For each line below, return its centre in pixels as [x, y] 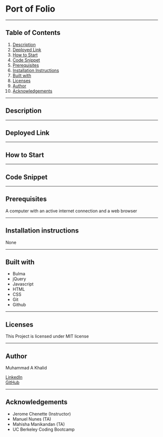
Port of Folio [30, 9]
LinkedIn [14, 377]
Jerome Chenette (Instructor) [42, 414]
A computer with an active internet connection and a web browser [71, 211]
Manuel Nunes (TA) [32, 419]
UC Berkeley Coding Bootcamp [44, 429]
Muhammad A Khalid [26, 368]
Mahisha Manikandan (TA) [38, 424]
